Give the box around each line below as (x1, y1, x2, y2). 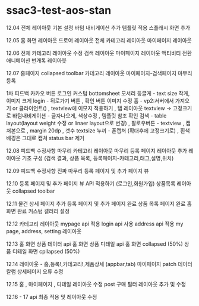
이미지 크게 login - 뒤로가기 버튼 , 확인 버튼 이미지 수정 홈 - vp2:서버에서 (6, 97, 174, 104)
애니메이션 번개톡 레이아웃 (6, 57, 67, 64)
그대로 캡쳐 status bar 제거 (21, 134, 85, 141)
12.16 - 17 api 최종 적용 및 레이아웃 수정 (6, 293, 97, 300)
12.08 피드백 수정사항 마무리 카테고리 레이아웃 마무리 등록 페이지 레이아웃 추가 (6, 147, 187, 154)
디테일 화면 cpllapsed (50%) (12, 248, 80, 255)
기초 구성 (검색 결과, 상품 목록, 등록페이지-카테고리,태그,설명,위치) (21, 154, 174, 162)
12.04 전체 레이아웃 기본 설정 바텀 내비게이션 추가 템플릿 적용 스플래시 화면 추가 (6, 24, 191, 31)
